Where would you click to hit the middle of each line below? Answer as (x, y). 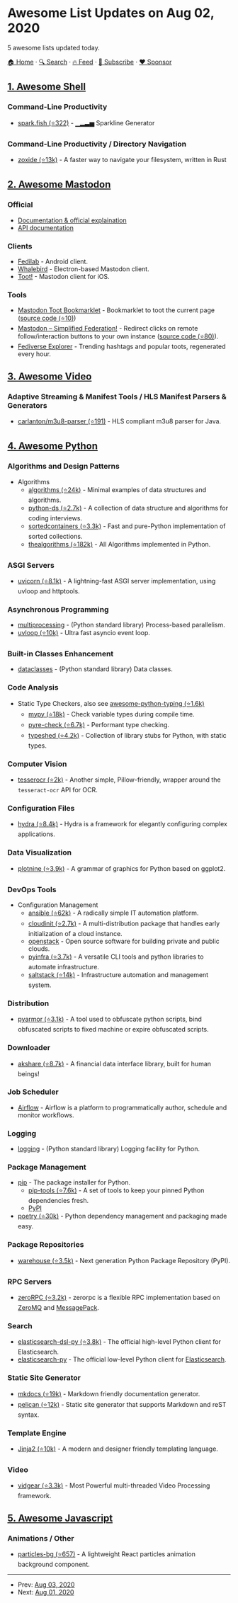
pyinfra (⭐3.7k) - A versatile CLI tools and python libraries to (116, 957)
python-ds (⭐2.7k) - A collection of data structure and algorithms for (128, 508)
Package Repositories (46, 1245)
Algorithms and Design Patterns (64, 467)
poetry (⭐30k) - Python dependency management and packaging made (122, 1216)
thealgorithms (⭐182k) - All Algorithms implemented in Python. (119, 544)
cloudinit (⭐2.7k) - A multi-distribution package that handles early (124, 923)
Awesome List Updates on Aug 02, (111, 13)
